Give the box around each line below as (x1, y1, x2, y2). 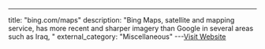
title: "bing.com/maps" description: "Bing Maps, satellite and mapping (8, 16, 235, 24)
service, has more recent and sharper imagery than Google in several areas (8, 24, 254, 33)
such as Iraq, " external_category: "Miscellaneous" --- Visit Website (8, 32, 226, 41)
